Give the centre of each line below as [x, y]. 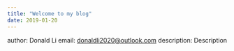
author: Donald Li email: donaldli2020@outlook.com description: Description [117, 40]
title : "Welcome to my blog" [50, 14]
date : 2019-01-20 [32, 20]
